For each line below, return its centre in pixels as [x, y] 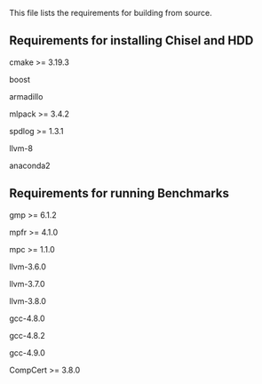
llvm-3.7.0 [28, 284]
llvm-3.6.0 [28, 267]
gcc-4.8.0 [28, 318]
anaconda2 [30, 165]
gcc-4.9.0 [28, 352]
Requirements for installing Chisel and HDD [131, 40]
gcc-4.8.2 [28, 335]
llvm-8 [21, 148]
